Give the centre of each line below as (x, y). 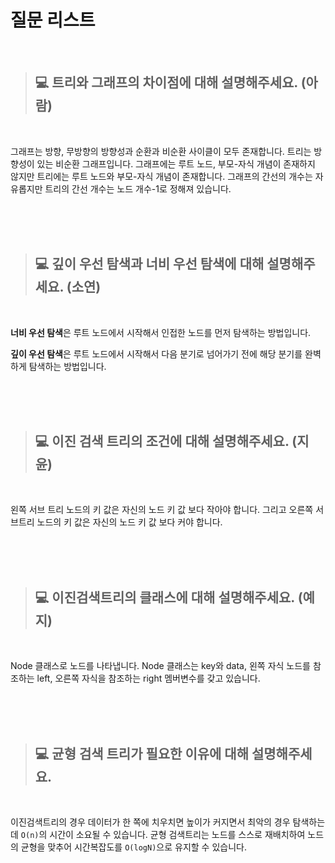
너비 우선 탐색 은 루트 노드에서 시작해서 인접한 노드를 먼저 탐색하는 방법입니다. (161, 332)
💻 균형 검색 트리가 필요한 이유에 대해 (141, 753)
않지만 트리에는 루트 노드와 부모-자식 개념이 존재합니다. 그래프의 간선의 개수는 (161, 176)
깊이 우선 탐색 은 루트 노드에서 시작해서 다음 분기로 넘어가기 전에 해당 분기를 (156, 353)
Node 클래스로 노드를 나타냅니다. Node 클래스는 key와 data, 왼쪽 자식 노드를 (160, 666)
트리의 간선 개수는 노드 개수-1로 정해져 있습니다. (138, 188)
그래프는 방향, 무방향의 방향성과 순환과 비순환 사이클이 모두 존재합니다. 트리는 (161, 151)
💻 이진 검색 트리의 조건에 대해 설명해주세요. (162, 441)
